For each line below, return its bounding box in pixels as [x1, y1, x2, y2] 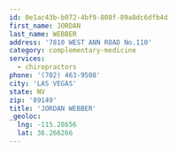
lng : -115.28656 [17, 121, 77, 130]
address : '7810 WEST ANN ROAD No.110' [9, 37, 152, 47]
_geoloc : [9, 112, 42, 121]
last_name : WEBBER [9, 29, 77, 38]
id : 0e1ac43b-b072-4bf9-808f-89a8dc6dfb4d [9, 12, 168, 22]
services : [9, 54, 46, 63]
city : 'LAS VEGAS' [9, 79, 77, 88]
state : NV [9, 87, 46, 96]
